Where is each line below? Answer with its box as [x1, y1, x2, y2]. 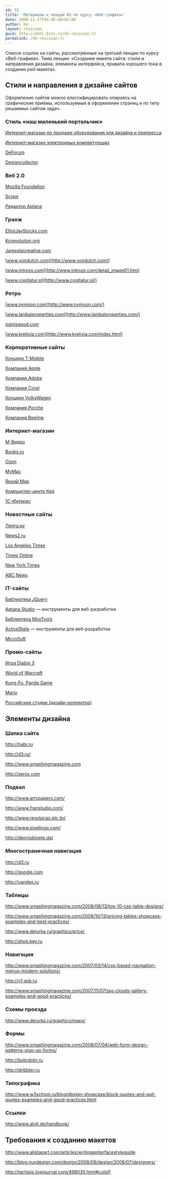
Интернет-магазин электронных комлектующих [5, 139, 110, 145]
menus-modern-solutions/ [5, 968, 60, 974]
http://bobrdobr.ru [5, 1057, 43, 1063]
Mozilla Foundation [5, 184, 45, 190]
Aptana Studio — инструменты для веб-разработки [5, 606, 116, 612]
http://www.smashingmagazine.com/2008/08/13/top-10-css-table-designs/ [5, 903, 164, 909]
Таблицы [5, 891, 29, 899]
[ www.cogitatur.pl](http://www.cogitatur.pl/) [5, 277, 97, 283]
